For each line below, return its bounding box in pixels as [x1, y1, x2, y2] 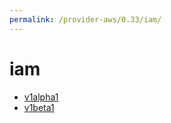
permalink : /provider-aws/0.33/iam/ [9, 14, 162, 25]
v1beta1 [23, 101, 55, 113]
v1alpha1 [23, 91, 59, 103]
